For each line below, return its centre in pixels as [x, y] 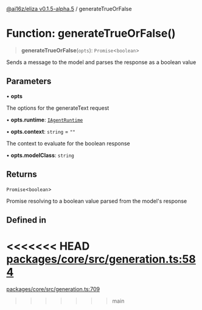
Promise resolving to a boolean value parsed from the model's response [97, 201]
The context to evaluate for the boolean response [68, 143]
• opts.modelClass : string [40, 155]
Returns [22, 174]
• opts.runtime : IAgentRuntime [45, 120]
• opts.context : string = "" [41, 131]
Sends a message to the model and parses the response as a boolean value [101, 62]
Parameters [29, 81]
